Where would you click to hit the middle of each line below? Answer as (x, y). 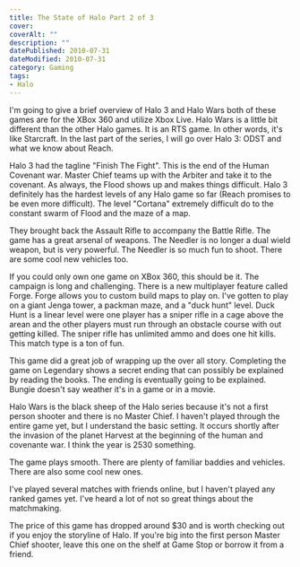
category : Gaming (42, 68)
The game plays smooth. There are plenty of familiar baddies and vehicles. (147, 462)
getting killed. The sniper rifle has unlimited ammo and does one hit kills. (143, 334)
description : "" (39, 43)
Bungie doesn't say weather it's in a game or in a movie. (113, 389)
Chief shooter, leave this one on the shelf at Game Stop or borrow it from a (147, 545)
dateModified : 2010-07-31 (57, 59)
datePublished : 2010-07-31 (60, 51)
